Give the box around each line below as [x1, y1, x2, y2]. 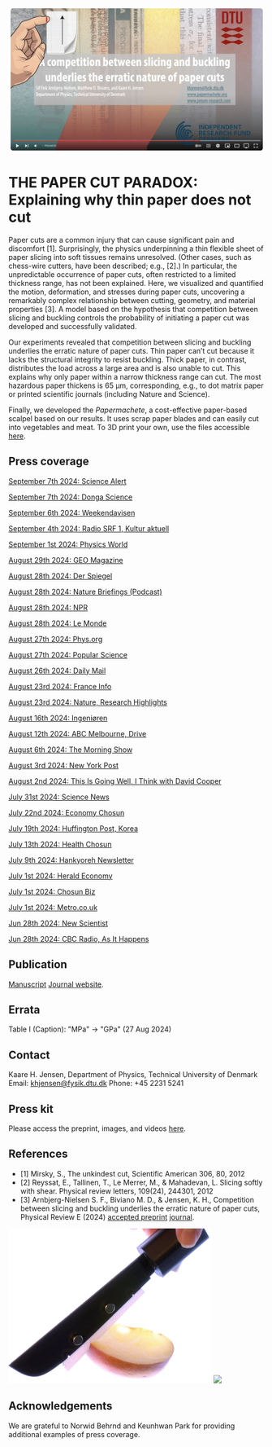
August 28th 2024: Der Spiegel [8, 570, 113, 581]
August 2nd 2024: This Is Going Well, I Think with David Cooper [8, 776, 222, 785]
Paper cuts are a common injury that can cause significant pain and [8, 235, 235, 244]
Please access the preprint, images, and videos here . [8, 1124, 187, 1133]
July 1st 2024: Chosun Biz [8, 886, 96, 896]
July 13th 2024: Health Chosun [8, 839, 112, 849]
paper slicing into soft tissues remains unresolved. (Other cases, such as [8, 252, 252, 262]
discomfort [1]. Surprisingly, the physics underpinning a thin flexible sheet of [8, 244, 264, 253]
